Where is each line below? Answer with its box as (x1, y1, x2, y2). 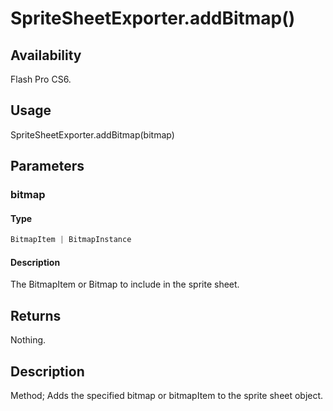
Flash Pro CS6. (10, 73, 72, 85)
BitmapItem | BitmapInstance (10, 235, 132, 245)
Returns (10, 307, 62, 324)
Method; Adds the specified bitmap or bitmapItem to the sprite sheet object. (10, 390, 324, 402)
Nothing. (10, 334, 47, 346)
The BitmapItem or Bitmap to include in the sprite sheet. (10, 278, 240, 291)
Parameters (10, 158, 85, 175)
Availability (10, 47, 82, 64)
